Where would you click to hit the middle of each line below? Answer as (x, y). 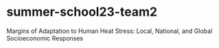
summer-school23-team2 (82, 12)
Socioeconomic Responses (45, 38)
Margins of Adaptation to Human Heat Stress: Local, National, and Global (109, 31)
